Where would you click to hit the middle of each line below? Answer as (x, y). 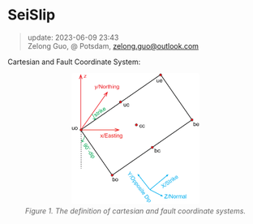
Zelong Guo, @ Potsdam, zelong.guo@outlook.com (113, 45)
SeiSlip (32, 15)
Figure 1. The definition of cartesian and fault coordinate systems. (135, 211)
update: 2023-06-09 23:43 (73, 37)
